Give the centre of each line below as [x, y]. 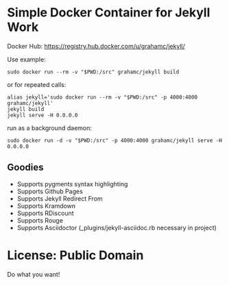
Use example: [26, 59]
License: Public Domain [75, 255]
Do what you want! [34, 274]
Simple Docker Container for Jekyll [109, 13]
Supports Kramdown [46, 206]
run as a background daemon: [50, 127]
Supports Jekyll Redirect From [60, 198]
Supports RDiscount [45, 213]
